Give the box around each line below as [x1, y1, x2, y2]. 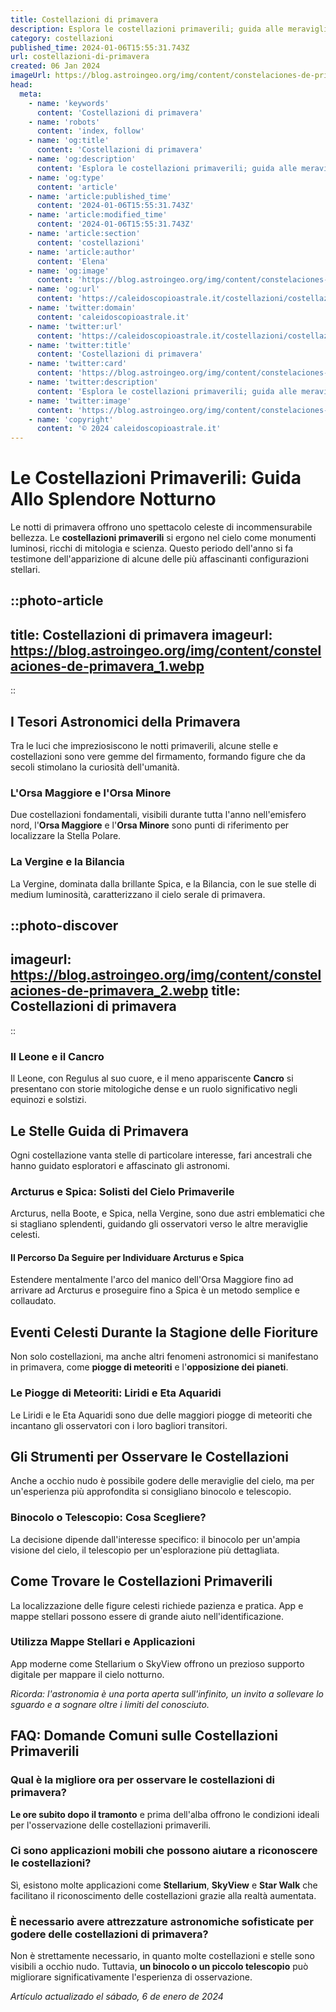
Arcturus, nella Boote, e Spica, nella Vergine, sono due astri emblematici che [10, 1207, 325, 1220]
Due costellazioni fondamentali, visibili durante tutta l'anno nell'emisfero [10, 809, 307, 821]
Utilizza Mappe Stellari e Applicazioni [10, 1635, 196, 1649]
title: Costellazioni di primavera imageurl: [10, 626, 273, 643]
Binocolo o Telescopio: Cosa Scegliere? [10, 1511, 207, 1525]
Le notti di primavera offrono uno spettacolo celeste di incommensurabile [10, 521, 313, 533]
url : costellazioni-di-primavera [10, 52, 150, 62]
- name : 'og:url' [28, 284, 101, 295]
